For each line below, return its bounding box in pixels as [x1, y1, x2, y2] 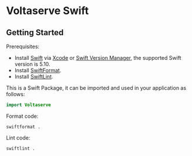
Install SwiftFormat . [14, 67, 62, 74]
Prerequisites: [6, 43, 40, 50]
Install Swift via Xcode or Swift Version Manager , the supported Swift [14, 55, 181, 61]
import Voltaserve [6, 102, 51, 108]
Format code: [6, 113, 39, 120]
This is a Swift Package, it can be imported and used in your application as [6, 84, 187, 91]
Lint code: [6, 134, 31, 141]
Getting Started [6, 28, 64, 38]
